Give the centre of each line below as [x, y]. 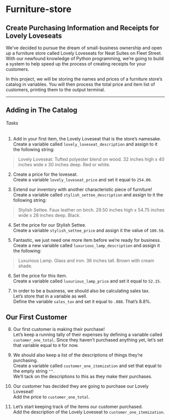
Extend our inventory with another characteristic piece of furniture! [82, 189]
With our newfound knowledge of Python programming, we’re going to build [85, 58]
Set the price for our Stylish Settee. [49, 225]
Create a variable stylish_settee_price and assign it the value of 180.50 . [89, 230]
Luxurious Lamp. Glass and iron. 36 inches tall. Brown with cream [86, 260]
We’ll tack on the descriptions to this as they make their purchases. [83, 377]
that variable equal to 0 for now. [46, 345]
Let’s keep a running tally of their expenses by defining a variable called [88, 335]
